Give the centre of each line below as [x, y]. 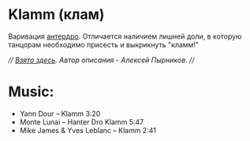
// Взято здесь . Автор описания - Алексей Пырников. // [101, 60]
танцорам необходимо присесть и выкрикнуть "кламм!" [104, 44]
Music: [31, 92]
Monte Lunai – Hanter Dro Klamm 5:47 [82, 122]
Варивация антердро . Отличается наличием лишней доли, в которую [125, 36]
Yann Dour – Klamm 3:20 [60, 113]
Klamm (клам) [56, 15]
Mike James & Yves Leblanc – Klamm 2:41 [88, 130]
